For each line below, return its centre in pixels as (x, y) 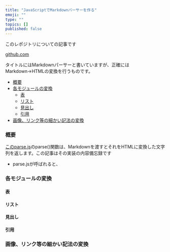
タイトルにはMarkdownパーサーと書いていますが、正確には (67, 65)
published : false (24, 29)
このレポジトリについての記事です (41, 44)
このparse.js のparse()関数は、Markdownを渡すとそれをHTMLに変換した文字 (85, 147)
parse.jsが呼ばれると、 (37, 164)
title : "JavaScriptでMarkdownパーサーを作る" (51, 10)
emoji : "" (16, 15)
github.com (17, 55)
